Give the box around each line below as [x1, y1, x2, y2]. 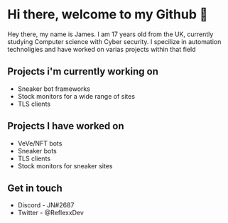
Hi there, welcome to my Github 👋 [7, 6, 208, 23]
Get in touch [7, 182, 63, 194]
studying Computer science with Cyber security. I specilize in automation [7, 37, 222, 45]
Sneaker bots [17, 146, 57, 155]
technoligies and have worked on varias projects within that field [7, 45, 197, 53]
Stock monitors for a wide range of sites [17, 92, 136, 100]
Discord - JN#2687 [17, 201, 75, 210]
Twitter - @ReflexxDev [17, 209, 84, 217]
